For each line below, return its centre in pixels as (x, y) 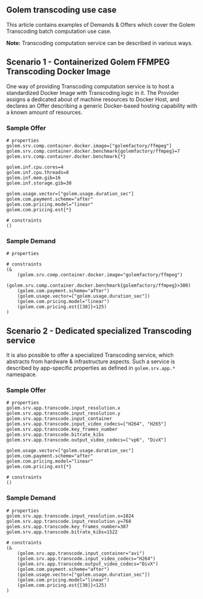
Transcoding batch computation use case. (59, 31)
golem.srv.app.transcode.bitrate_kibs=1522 (62, 532)
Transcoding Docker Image (58, 72)
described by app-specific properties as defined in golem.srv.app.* (91, 368)
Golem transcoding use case (62, 10)
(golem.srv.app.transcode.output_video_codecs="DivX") (88, 564)
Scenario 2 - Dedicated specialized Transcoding (99, 331)
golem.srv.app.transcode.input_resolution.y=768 (69, 521)
